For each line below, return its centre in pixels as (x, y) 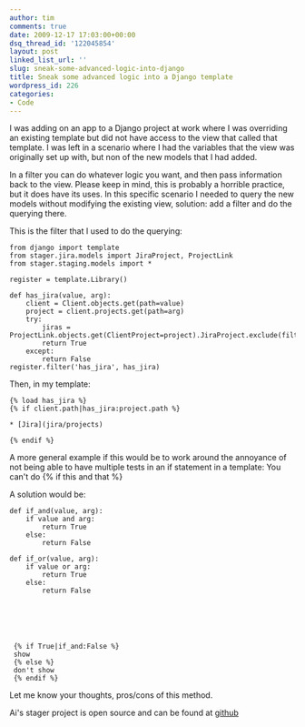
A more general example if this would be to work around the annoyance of (148, 458)
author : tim (32, 18)
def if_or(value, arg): (54, 559)
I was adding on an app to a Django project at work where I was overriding (148, 128)
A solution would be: (48, 495)
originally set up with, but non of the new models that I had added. (133, 157)
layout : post (34, 52)
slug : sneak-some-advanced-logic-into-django (97, 69)
